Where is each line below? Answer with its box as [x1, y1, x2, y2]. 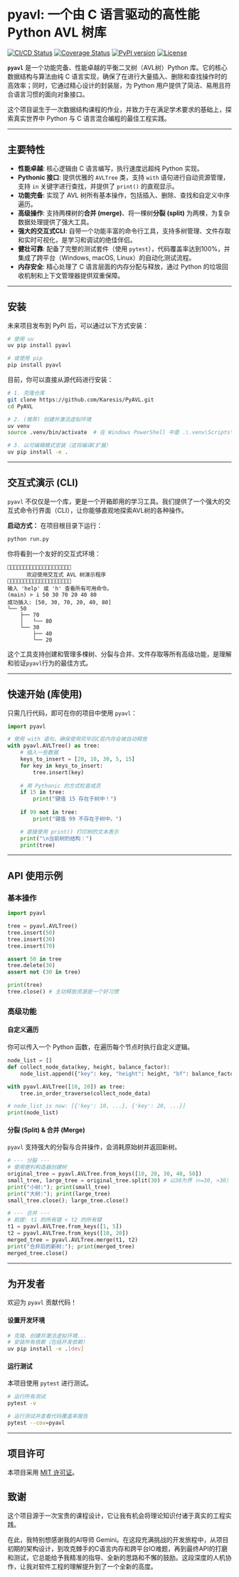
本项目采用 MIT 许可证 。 [7, 1468, 79, 1476]
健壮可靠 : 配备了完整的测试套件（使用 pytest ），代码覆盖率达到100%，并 [17, 244, 230, 253]
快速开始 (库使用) [7, 689, 83, 701]
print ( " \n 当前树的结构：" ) [20, 835, 92, 842]
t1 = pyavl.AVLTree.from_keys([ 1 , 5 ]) [7, 1223, 122, 1231]
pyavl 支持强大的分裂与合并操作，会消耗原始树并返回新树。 [7, 1143, 181, 1151]
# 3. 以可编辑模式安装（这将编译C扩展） [7, 442, 112, 449]
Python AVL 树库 [7, 24, 107, 41]
